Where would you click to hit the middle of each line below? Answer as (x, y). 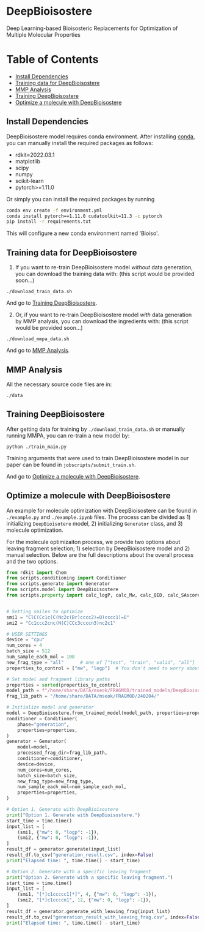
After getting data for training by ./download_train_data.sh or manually (95, 429)
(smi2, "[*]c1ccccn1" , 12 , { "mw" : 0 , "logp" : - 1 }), (84, 900)
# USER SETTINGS (27, 634)
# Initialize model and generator (50, 707)
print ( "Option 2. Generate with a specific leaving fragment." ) (90, 877)
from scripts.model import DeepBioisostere (63, 590)
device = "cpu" (26, 640)
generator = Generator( (37, 742)
